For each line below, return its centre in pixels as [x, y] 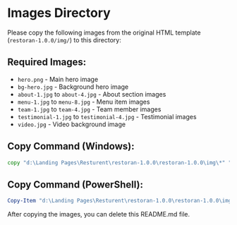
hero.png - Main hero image [58, 79]
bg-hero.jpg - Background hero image [73, 87]
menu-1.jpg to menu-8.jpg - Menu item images [84, 102]
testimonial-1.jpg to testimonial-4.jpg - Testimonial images [107, 116]
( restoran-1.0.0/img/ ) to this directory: [64, 39]
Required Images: [47, 62]
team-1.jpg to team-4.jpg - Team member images [89, 109]
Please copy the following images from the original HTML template [104, 32]
